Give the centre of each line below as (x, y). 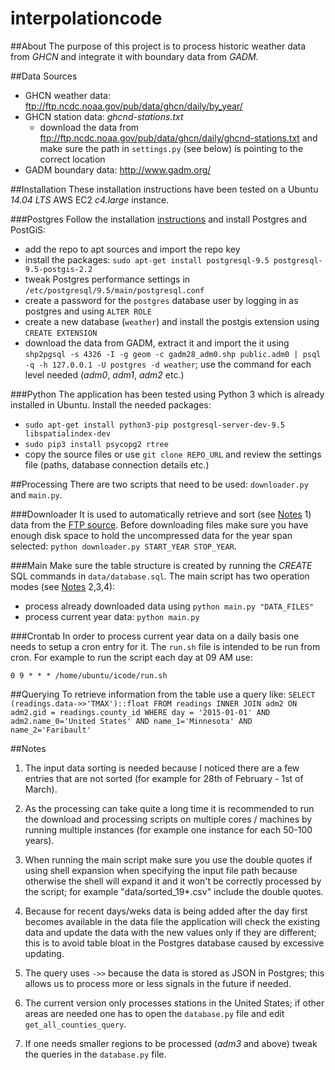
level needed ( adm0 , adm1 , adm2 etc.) (104, 374)
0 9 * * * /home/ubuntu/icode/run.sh (89, 675)
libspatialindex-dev (67, 433)
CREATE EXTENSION (61, 333)
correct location (72, 159)
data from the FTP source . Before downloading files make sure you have (159, 524)
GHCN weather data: (67, 95)
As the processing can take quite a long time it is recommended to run (169, 808)
